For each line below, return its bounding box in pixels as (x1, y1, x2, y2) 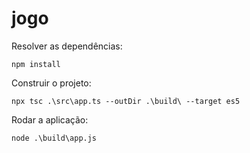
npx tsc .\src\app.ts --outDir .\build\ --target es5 (11, 96, 241, 106)
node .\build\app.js (11, 133, 98, 143)
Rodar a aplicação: (11, 113, 89, 126)
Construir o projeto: (11, 77, 92, 89)
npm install (11, 59, 61, 69)
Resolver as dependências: (11, 40, 123, 52)
